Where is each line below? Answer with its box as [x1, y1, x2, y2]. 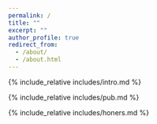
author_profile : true [8, 33, 80, 42]
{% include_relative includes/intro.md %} [8, 77, 142, 87]
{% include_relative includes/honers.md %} [8, 107, 150, 117]
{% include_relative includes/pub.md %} [8, 92, 140, 102]
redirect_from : [8, 41, 58, 49]
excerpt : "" [8, 26, 47, 34]
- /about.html [15, 56, 62, 64]
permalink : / [8, 11, 51, 20]
